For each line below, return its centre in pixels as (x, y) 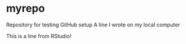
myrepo (26, 9)
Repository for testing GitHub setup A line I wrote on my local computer (93, 25)
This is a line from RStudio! (39, 36)
